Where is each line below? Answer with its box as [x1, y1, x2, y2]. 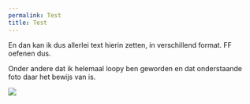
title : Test [8, 19, 47, 27]
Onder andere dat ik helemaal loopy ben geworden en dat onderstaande [8, 63, 243, 73]
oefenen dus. [8, 48, 51, 58]
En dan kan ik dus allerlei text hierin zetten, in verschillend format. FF [8, 40, 233, 49]
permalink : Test [8, 11, 62, 20]
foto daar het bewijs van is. [8, 72, 96, 81]
